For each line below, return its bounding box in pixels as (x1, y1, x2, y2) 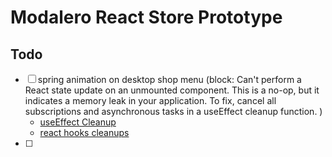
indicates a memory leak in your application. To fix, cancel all (24, 95, 277, 106)
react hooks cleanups (39, 127, 130, 138)
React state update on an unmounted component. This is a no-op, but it (24, 84, 320, 96)
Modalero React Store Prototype (10, 6, 283, 29)
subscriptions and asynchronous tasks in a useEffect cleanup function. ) (24, 106, 323, 117)
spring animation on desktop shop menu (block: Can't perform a (37, 74, 302, 85)
